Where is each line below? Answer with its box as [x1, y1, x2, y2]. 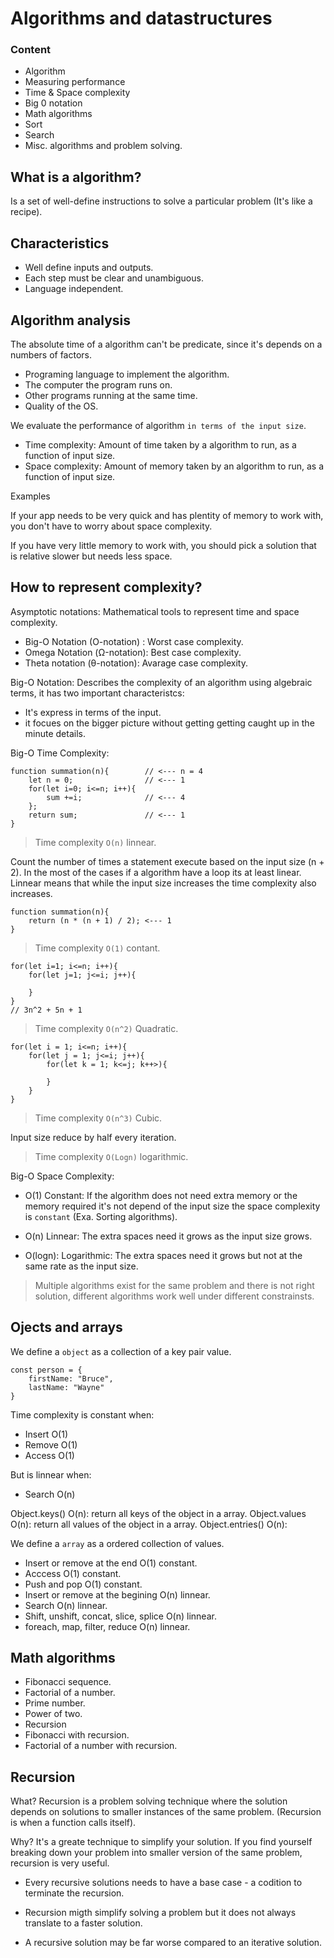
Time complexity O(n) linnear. [34, 836, 157, 848]
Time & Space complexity [24, 87, 131, 99]
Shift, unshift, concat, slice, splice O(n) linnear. [24, 1610, 217, 1622]
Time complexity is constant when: [10, 1408, 155, 1421]
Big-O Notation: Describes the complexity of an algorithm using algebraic [10, 676, 313, 688]
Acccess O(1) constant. [24, 1567, 122, 1579]
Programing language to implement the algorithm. [24, 368, 230, 380]
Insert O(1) [24, 1428, 68, 1440]
